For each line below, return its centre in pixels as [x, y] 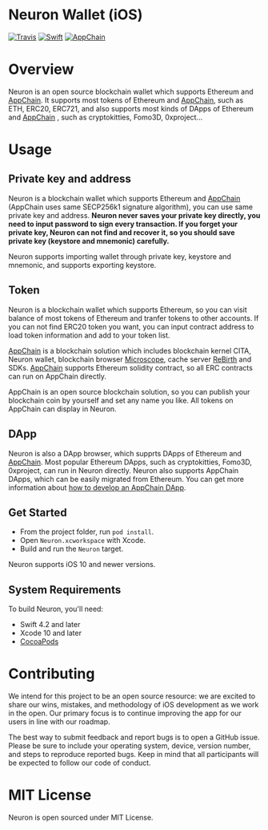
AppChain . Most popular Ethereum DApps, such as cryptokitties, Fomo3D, [130, 462]
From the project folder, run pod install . [87, 532]
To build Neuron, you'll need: [56, 609]
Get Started [38, 512]
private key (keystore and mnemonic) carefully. [89, 241]
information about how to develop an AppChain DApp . [97, 488]
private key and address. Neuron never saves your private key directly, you [134, 215]
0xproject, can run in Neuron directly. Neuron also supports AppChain [124, 470]
